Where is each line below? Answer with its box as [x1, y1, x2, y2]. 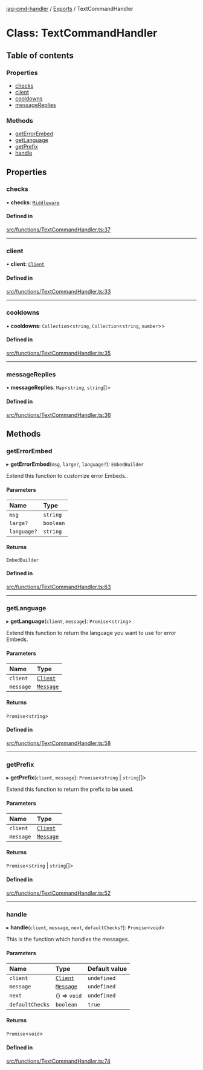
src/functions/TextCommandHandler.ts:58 [6, 740, 111, 747]
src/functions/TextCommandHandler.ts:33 [6, 288, 111, 295]
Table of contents [6, 50, 74, 60]
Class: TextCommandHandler [6, 27, 158, 40]
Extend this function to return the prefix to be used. [6, 785, 134, 793]
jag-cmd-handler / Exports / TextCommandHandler [6, 5, 134, 12]
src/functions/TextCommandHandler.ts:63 [6, 583, 111, 590]
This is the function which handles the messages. [6, 935, 130, 943]
